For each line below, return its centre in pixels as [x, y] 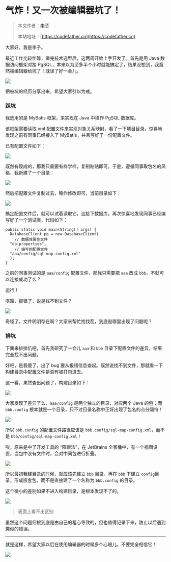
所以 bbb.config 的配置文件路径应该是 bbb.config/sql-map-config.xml [78, 430]
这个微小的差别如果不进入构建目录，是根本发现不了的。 [63, 491]
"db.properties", [28, 244]
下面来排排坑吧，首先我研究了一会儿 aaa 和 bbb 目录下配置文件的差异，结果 [84, 348]
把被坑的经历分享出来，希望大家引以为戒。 [50, 91]
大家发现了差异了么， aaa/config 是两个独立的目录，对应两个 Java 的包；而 [84, 403]
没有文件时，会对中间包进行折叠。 [63, 453]
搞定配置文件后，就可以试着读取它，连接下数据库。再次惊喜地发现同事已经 [83, 214]
